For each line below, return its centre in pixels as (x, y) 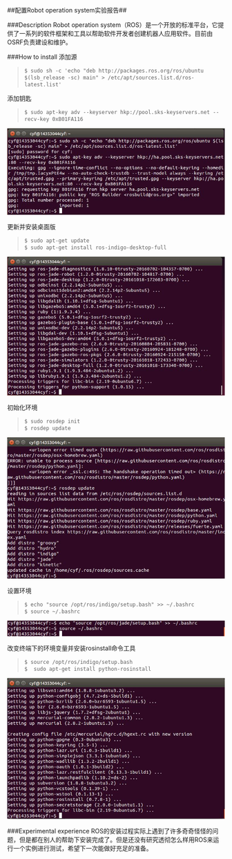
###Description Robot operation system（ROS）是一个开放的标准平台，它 (113, 25)
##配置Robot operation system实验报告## (67, 10)
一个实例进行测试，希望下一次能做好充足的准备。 (83, 848)
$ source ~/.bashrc (52, 611)
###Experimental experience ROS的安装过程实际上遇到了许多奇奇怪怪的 (110, 831)
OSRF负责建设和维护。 (39, 42)
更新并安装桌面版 (31, 227)
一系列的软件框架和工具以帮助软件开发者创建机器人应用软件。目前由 (116, 34)
